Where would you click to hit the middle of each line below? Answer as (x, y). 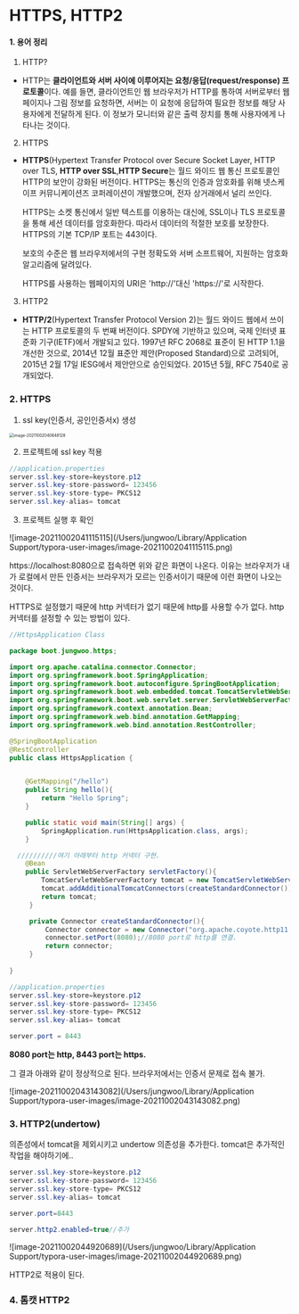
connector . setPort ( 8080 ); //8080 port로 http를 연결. (141, 938)
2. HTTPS (30, 400)
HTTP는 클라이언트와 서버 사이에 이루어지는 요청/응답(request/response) (151, 80)
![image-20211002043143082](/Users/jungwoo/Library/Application (132, 1091)
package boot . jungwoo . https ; (63, 651)
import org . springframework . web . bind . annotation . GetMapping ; (125, 717)
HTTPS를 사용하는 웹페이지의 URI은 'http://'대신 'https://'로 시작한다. (143, 284)
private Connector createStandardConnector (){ (117, 921)
